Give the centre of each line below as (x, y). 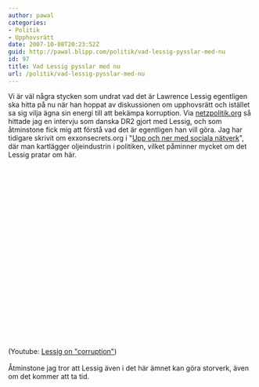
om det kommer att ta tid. (49, 376)
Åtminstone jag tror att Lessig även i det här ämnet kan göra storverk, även (128, 368)
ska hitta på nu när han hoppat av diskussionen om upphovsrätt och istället (129, 104)
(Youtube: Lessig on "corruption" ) (63, 351)
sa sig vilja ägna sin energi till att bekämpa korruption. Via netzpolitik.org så (130, 113)
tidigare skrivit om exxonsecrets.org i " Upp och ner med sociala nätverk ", (126, 137)
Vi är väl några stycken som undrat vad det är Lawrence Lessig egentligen (128, 96)
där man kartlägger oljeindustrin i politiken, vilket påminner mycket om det (128, 146)
